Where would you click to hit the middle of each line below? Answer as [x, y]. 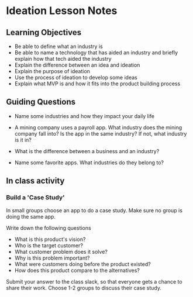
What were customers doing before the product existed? [82, 264]
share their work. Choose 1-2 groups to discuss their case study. [84, 288]
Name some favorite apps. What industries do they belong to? [89, 163]
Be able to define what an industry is [59, 46]
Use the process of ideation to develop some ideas [76, 77]
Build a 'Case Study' [36, 198]
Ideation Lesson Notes [62, 11]
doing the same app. [31, 216]
